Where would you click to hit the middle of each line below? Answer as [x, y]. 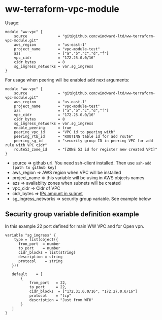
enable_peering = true [43, 128]
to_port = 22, [48, 287]
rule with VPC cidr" [26, 145]
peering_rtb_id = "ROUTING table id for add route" [74, 136]
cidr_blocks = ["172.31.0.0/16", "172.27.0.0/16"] [83, 291]
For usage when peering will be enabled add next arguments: [67, 80]
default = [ [27, 274]
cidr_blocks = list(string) [47, 252]
